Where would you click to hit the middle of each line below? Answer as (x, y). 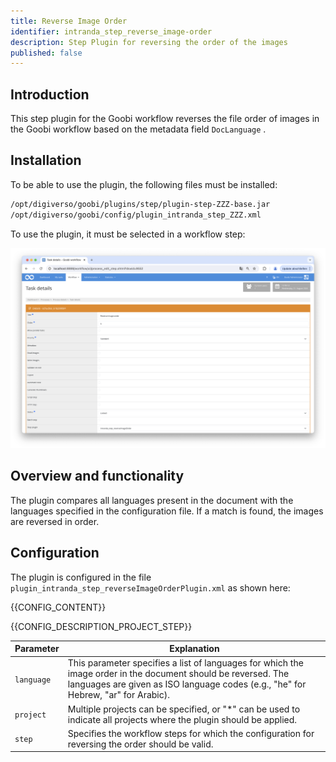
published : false (46, 53)
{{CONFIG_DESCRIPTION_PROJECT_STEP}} (101, 626)
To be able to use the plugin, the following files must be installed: (144, 184)
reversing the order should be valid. (140, 744)
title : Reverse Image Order (69, 21)
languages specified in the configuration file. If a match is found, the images (167, 511)
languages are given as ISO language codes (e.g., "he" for (187, 684)
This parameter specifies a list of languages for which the (185, 663)
